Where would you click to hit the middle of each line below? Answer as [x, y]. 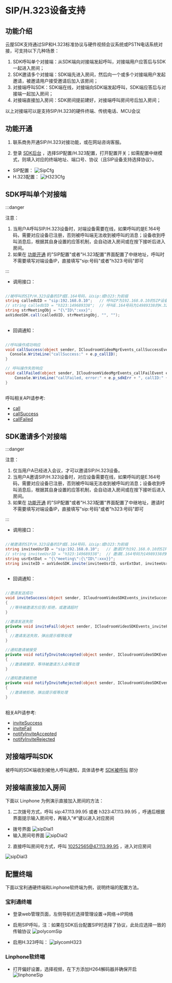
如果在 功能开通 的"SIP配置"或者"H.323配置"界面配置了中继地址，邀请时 [89, 503]
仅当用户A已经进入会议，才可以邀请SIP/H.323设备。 [68, 470]
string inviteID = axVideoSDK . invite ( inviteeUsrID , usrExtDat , [74, 563]
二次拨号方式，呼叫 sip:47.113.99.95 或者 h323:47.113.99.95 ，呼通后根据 [89, 812]
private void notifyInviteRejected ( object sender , [60, 683]
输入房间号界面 [28, 835]
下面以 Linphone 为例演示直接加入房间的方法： [55, 801]
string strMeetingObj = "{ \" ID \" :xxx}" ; [49, 310]
